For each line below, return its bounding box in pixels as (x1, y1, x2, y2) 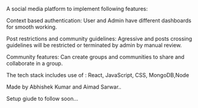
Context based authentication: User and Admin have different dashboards (6, 17, 192, 24)
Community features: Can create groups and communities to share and (6, 53, 185, 60)
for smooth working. (6, 24, 57, 30)
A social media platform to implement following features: (6, 5, 148, 12)
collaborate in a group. (6, 60, 63, 67)
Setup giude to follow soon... (6, 95, 79, 102)
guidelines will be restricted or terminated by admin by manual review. (6, 42, 182, 49)
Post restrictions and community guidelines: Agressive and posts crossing (6, 35, 193, 42)
